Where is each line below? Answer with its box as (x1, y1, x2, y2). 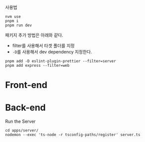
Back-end (5, 102, 46, 113)
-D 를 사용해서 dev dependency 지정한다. (12, 49, 93, 54)
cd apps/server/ (5, 128, 39, 133)
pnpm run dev (5, 23, 32, 28)
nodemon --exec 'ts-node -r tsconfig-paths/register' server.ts (5, 133, 141, 138)
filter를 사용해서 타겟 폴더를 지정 (12, 43, 75, 48)
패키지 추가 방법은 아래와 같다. (5, 32, 63, 38)
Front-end (5, 80, 48, 91)
